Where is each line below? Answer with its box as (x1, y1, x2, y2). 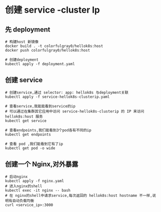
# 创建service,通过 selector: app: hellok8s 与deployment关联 (5, 90, 129, 95)
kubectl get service (5, 118, 47, 123)
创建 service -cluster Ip (5, 4, 100, 16)
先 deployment (5, 25, 51, 34)
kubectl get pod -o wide (5, 145, 55, 151)
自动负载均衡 (12, 198, 35, 203)
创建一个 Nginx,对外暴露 (5, 160, 79, 168)
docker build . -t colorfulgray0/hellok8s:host (5, 44, 104, 49)
